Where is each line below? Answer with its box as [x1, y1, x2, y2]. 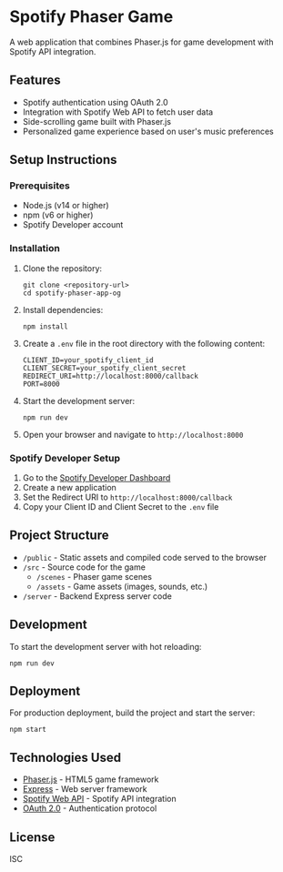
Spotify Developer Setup [9, 451, 121, 464]
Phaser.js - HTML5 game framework [22, 774, 159, 785]
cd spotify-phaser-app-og [22, 289, 121, 298]
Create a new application [22, 482, 116, 493]
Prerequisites [9, 179, 70, 192]
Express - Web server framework [22, 784, 147, 795]
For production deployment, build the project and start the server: [9, 707, 256, 718]
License [9, 829, 56, 845]
